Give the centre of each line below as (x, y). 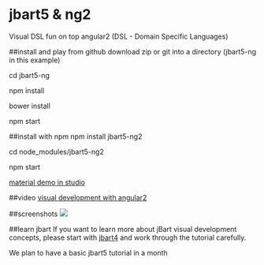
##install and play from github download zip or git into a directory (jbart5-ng (133, 51)
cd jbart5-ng (30, 75)
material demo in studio (47, 182)
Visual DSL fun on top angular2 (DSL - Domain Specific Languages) (119, 36)
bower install (30, 106)
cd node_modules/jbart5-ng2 (57, 151)
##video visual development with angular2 (78, 197)
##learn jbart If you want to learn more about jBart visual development (123, 229)
